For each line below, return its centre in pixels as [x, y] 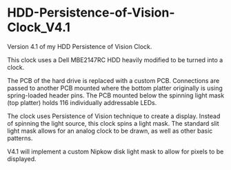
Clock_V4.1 [39, 27]
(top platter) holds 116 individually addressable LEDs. [82, 102]
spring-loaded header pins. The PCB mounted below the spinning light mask [116, 95]
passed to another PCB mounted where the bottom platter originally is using [115, 88]
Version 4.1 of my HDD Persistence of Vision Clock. [80, 46]
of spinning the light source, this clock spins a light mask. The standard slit [113, 123]
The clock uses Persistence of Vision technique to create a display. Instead [114, 116]
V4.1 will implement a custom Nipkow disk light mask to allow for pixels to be [115, 151]
